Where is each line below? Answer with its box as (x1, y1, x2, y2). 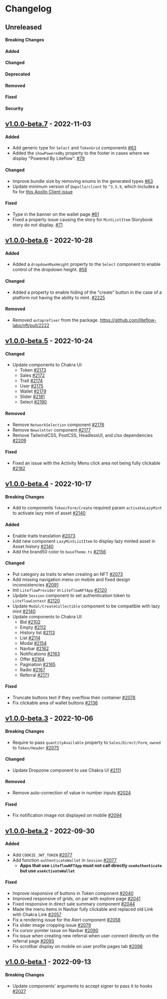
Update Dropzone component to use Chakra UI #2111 (12, 767, 121, 773)
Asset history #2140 (12, 543, 54, 549)
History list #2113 (19, 629, 55, 635)
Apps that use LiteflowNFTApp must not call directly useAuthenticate (19, 862, 162, 868)
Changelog (5, 3, 52, 14)
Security (5, 105, 23, 111)
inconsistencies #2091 (12, 581, 59, 587)
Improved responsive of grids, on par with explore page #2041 (12, 895, 141, 902)
